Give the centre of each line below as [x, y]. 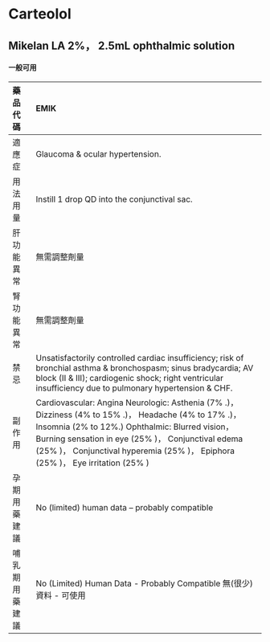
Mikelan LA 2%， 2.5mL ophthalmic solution [122, 45]
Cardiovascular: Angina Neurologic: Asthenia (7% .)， [137, 403]
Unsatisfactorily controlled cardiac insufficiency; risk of [140, 358]
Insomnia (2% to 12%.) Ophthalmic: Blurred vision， [135, 427]
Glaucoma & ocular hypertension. [98, 153]
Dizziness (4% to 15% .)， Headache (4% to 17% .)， [138, 415]
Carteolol [40, 14]
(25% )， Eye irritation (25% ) [93, 463]
